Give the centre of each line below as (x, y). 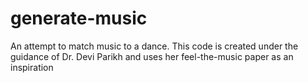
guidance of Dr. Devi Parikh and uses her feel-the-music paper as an (152, 56)
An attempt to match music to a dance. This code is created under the (154, 46)
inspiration (32, 67)
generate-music (79, 18)
